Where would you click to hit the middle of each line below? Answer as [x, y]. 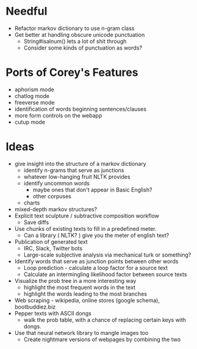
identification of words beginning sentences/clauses [81, 109]
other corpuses [52, 196]
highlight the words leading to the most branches [85, 294]
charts [32, 203]
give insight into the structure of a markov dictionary [81, 163]
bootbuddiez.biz [35, 307]
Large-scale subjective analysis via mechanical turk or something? [107, 255]
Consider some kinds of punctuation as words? [83, 48]
